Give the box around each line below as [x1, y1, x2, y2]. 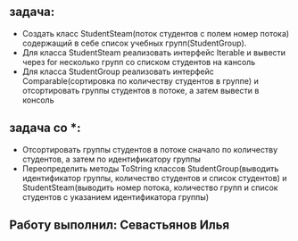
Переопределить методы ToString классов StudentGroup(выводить [21, 162, 279, 174]
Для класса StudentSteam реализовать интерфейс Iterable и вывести [21, 46, 286, 58]
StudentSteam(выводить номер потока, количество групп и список [21, 182, 278, 193]
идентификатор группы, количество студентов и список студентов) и [21, 172, 287, 183]
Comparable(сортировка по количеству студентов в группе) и [21, 75, 259, 86]
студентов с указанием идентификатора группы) [21, 191, 210, 202]
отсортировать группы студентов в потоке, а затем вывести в [21, 85, 260, 96]
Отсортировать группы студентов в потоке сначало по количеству [21, 144, 278, 154]
